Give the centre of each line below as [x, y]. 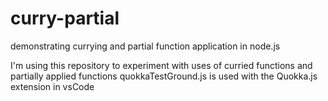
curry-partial [65, 18]
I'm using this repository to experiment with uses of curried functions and [161, 65]
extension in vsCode [52, 86]
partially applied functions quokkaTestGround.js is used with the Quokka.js [164, 76]
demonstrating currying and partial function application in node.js [145, 46]
